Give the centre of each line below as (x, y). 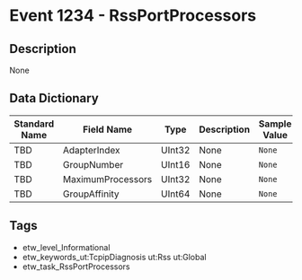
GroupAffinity (91, 194)
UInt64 (175, 194)
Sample (275, 124)
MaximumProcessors (107, 179)
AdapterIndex (91, 150)
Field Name (107, 129)
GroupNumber (93, 164)
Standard (34, 124)
